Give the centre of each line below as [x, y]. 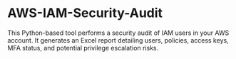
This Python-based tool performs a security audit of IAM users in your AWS [118, 33]
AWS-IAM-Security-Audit [85, 13]
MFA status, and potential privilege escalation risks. [83, 48]
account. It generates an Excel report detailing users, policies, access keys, [118, 40]
